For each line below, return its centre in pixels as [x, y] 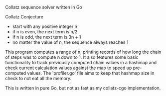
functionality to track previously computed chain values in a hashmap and [81, 62]
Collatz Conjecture [24, 17]
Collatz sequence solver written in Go [44, 7]
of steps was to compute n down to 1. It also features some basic [72, 57]
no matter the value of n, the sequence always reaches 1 [70, 42]
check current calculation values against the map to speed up [69, 68]
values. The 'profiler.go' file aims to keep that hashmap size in [91, 73]
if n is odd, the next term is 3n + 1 [47, 37]
